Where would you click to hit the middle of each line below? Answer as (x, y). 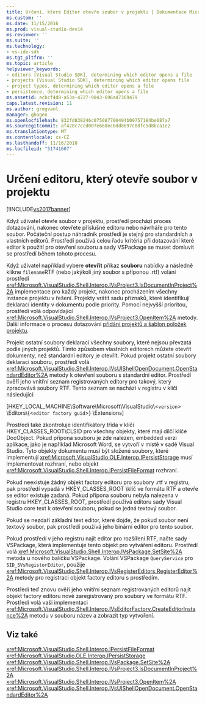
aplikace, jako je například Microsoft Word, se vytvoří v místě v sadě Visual (100, 444)
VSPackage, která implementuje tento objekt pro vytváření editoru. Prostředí (102, 545)
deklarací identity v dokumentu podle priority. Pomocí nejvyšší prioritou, (97, 305)
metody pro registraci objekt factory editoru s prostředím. (87, 577)
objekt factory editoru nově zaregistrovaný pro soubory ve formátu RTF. (97, 596)
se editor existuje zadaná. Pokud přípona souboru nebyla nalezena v (92, 495)
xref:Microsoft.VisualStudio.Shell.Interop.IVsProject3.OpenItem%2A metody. (102, 317)
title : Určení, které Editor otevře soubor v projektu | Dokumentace (97, 12)
